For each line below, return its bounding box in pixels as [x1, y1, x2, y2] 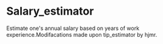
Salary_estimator [6, 4, 94, 18]
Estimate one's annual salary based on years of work [6, 24, 140, 32]
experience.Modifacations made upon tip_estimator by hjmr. [6, 31, 158, 38]
